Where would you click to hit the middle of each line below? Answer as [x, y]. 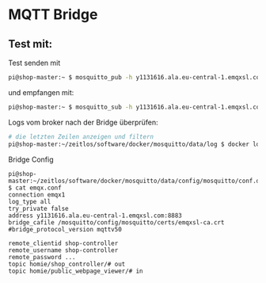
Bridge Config [31, 159]
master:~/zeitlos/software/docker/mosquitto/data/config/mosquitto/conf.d [134, 181]
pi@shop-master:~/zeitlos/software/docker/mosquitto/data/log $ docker [129, 144]
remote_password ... [42, 257]
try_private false [38, 208]
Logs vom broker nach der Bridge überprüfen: [83, 122]
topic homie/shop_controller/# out [67, 264]
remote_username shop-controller [63, 250]
